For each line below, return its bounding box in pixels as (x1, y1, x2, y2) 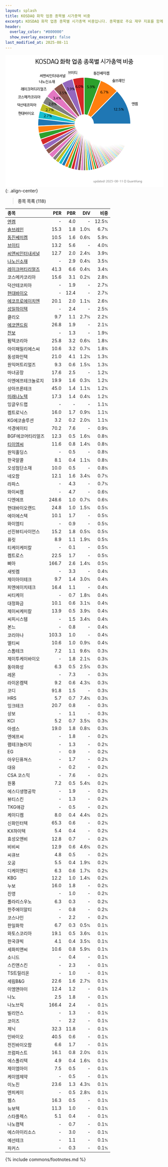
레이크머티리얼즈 (7, 266, 40, 272)
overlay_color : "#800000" (10, 29, 64, 35)
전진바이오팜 (7, 1042, 32, 1048)
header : (5, 24, 22, 29)
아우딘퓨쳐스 (7, 756, 32, 762)
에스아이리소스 (7, 1129, 36, 1135)
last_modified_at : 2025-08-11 (5, 40, 69, 45)
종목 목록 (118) (17, 198, 46, 204)
